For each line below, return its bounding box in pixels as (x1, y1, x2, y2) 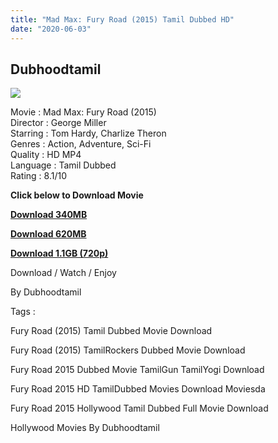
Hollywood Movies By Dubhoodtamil (10, 422, 160, 434)
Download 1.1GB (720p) (10, 247, 109, 260)
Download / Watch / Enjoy (10, 267, 117, 279)
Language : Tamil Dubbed (10, 159, 117, 171)
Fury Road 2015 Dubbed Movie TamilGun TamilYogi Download (10, 364, 265, 376)
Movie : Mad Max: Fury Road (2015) (10, 106, 157, 118)
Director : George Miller (10, 117, 107, 129)
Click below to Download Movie (10, 189, 144, 201)
